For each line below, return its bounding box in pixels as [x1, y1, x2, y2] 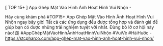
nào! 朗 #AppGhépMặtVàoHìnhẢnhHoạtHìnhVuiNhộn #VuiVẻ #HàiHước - [5, 30, 152, 36]
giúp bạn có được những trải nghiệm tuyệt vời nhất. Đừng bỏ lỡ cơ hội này [5, 24, 154, 30]
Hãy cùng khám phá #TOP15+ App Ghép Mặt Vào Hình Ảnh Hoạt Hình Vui [5, 14, 154, 19]
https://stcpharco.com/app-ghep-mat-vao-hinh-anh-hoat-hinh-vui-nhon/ [5, 35, 154, 41]
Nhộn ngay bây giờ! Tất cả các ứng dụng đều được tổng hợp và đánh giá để [5, 19, 158, 25]
